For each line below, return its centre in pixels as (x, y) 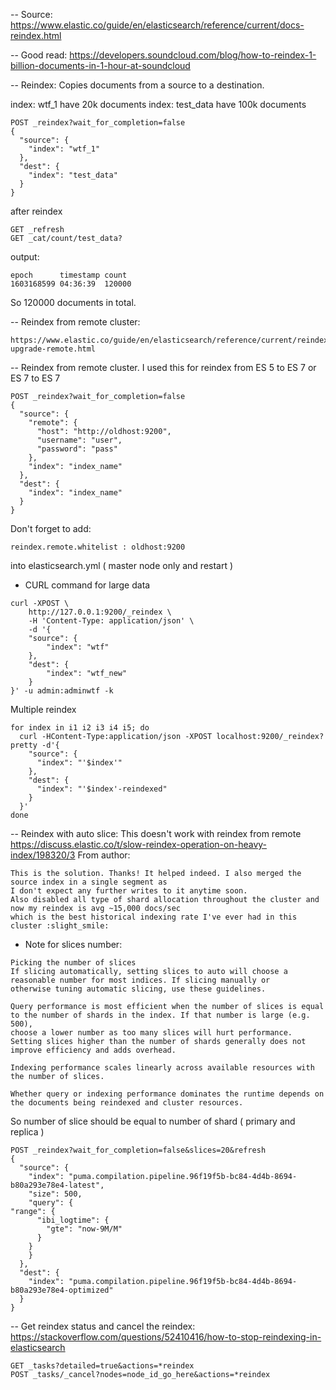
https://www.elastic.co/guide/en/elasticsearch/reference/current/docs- (157, 25)
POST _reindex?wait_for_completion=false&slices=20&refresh (138, 1150)
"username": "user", (79, 440)
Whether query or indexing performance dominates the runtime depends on (167, 1094)
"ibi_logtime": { (73, 1220)
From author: (104, 855)
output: (25, 257)
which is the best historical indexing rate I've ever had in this (154, 917)
